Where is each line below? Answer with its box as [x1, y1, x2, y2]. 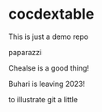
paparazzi [8, 47, 42, 57]
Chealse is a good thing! [8, 62, 90, 73]
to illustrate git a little [8, 94, 79, 104]
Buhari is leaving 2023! [8, 79, 86, 88]
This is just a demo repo [8, 32, 89, 41]
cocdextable [8, 5, 95, 24]
